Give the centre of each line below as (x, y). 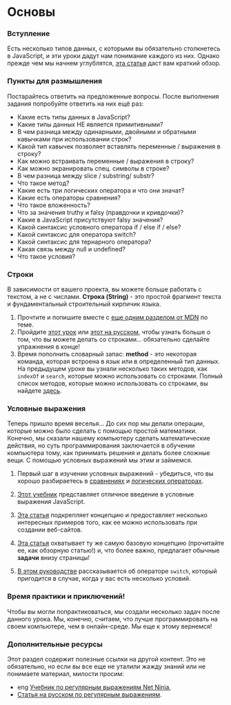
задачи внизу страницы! (53, 558)
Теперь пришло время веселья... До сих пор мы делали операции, (106, 424)
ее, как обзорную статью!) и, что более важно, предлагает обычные (118, 550)
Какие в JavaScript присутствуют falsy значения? (90, 220)
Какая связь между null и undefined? (71, 249)
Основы (31, 12)
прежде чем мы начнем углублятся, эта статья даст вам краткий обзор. (114, 64)
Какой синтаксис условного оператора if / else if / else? (99, 227)
